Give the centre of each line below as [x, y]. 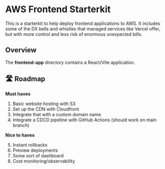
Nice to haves [20, 135]
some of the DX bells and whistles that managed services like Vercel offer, [83, 28]
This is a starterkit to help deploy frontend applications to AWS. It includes [83, 23]
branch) [21, 125]
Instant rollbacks [30, 145]
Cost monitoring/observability [44, 161]
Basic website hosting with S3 [44, 104]
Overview [21, 50]
